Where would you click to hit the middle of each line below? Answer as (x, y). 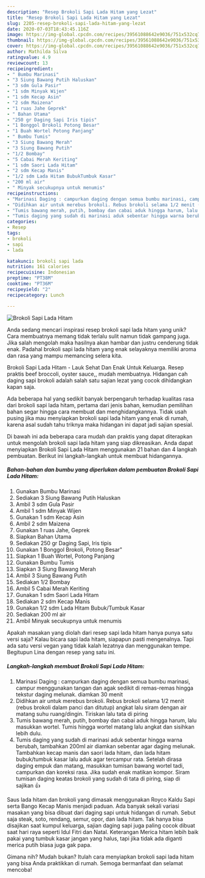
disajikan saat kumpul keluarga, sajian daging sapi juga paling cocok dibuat (101, 826)
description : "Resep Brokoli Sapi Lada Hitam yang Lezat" (82, 12)
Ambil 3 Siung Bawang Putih (51, 576)
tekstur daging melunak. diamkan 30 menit (69, 694)
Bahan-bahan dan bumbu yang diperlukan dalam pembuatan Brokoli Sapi (103, 469)
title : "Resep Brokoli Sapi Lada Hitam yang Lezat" (74, 18)
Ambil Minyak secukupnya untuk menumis (69, 621)
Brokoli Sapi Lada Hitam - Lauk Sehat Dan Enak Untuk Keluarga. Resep (96, 367)
